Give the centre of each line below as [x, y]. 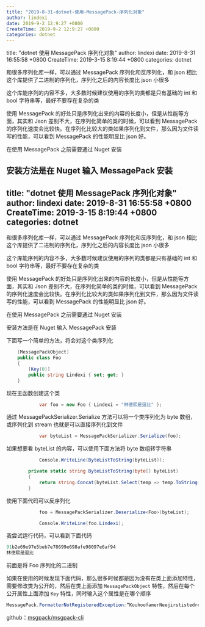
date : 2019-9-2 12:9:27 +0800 [45, 23]
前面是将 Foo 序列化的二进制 [42, 565]
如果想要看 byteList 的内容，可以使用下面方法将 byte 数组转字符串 [89, 449]
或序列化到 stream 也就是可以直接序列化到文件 [65, 424]
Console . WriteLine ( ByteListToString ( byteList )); [102, 460]
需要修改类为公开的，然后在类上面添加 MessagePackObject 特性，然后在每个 [101, 586]
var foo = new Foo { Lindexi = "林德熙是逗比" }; [100, 404]
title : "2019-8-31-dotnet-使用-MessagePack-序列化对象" [76, 12]
